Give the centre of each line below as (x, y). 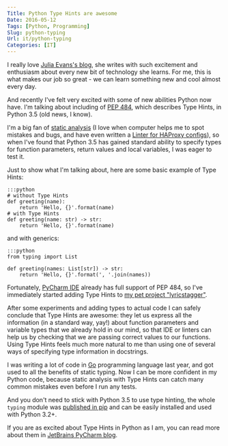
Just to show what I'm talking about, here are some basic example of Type (112, 170)
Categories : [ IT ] (32, 45)
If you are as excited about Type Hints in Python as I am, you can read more (114, 428)
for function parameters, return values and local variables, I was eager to (110, 149)
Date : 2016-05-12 (32, 20)
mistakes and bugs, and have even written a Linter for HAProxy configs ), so (113, 135)
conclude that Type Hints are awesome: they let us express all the (100, 315)
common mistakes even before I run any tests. (72, 386)
